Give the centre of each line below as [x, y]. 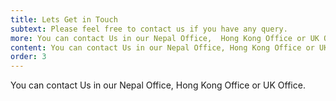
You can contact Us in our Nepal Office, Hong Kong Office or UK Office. [158, 85]
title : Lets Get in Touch [64, 19]
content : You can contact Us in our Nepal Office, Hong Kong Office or [162, 47]
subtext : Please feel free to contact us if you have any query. [149, 29]
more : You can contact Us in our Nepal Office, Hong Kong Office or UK [165, 38]
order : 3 [28, 57]
